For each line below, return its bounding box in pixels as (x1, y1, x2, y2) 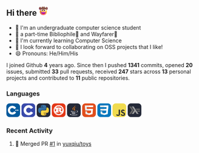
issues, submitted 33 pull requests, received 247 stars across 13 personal (6, 68, 191, 75)
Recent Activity (6, 126, 53, 135)
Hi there (6, 8, 38, 18)
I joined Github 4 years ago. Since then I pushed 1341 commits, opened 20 (6, 61, 193, 68)
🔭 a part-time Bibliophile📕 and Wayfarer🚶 (15, 30, 118, 37)
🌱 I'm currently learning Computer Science (15, 37, 123, 44)
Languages (6, 89, 41, 97)
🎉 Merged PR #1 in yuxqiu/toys (15, 140, 92, 148)
